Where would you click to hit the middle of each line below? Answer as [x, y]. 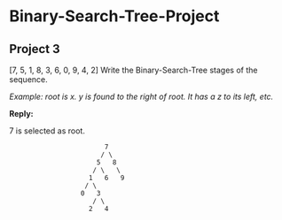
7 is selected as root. [47, 131]
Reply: [21, 114]
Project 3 [35, 49]
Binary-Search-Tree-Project [114, 16]
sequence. [29, 80]
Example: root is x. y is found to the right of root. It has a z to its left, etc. [141, 96]
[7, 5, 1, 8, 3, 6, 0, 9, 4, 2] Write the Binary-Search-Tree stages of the [133, 70]
